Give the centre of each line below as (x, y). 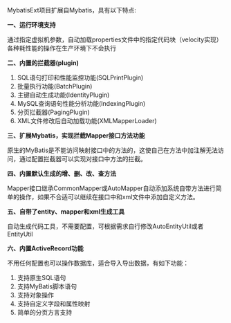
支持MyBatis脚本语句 (47, 286)
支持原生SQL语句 (41, 278)
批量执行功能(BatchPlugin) (55, 86)
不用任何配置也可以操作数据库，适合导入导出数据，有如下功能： (98, 263)
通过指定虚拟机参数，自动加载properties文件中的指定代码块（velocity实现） (115, 39)
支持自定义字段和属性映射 (54, 304)
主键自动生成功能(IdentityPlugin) (63, 95)
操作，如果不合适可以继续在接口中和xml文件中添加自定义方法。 (109, 197)
